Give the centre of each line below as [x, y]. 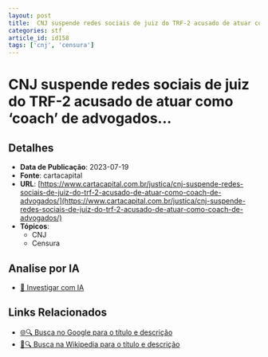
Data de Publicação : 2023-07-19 [74, 167]
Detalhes [31, 148]
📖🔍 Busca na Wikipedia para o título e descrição [100, 344]
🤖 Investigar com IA [52, 287]
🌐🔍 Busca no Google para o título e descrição [96, 332]
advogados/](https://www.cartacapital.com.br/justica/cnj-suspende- [132, 201]
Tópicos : [34, 226]
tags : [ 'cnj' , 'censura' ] [51, 45]
